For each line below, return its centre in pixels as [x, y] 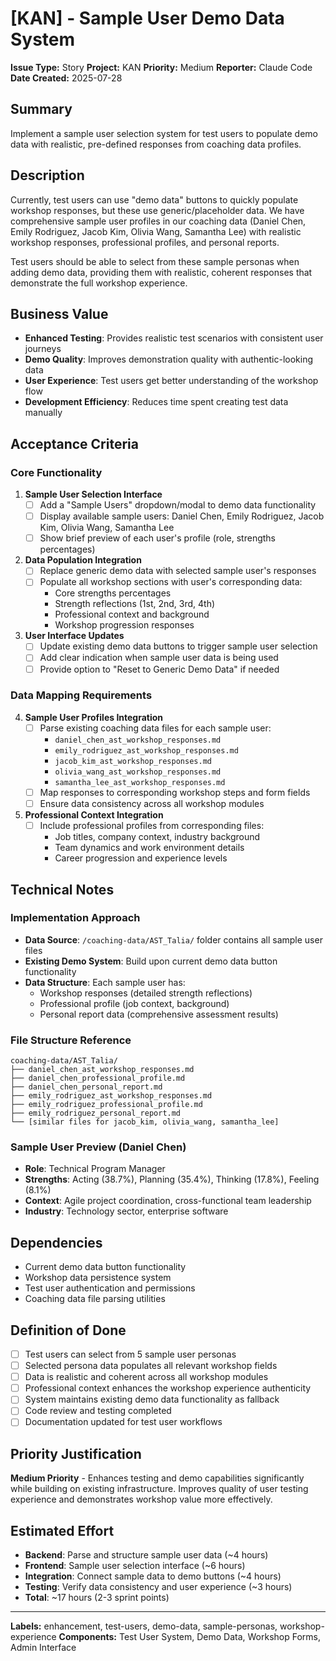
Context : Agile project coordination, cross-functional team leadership [168, 1201]
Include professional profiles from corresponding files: [152, 826]
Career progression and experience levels [141, 858]
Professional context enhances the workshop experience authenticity [168, 1388]
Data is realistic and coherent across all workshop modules [146, 1377]
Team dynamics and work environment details [149, 848]
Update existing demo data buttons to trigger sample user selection [178, 646]
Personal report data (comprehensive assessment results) [159, 1014]
